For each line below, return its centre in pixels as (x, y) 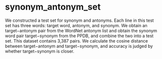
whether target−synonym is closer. (40, 51)
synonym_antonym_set (53, 7)
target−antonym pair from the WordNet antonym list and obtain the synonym (81, 30)
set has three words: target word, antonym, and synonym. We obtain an (76, 25)
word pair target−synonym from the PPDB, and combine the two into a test (79, 36)
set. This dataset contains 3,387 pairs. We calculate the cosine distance (77, 41)
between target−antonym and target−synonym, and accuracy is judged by (79, 46)
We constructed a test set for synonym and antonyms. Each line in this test (79, 20)
